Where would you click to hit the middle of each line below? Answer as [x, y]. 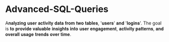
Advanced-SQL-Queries [57, 9]
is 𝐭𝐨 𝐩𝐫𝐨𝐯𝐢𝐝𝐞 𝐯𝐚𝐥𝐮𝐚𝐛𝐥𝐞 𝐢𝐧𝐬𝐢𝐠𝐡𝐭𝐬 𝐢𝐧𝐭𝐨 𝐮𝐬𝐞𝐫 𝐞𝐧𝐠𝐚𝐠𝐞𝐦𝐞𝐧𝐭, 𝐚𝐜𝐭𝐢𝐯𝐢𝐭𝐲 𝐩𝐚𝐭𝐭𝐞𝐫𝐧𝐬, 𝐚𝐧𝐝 [84, 28]
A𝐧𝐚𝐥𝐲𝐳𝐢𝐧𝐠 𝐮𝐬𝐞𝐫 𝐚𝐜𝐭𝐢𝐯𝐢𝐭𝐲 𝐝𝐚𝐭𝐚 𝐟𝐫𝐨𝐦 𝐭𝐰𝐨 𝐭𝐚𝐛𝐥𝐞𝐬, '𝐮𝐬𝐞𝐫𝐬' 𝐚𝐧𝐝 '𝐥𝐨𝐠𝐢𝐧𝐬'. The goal [83, 23]
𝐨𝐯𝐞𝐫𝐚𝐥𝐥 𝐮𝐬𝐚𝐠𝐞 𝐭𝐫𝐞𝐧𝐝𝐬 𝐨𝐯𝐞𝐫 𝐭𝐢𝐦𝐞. [38, 34]
